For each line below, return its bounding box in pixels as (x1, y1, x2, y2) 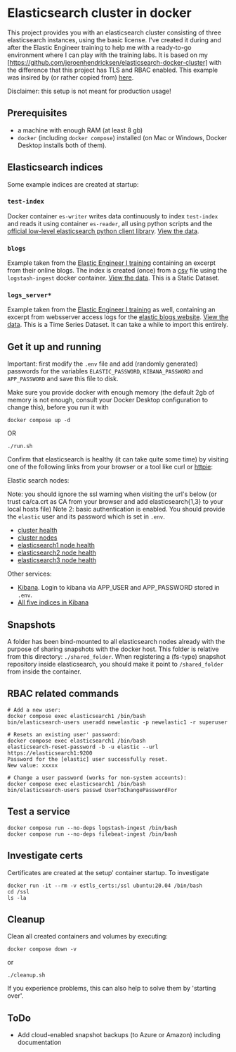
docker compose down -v (7, 946, 77, 953)
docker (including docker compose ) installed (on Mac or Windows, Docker (17, 133, 228, 142)
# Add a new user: (7, 706, 61, 713)
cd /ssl (7, 888, 30, 896)
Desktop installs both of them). (17, 141, 107, 149)
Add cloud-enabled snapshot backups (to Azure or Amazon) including (17, 1031, 221, 1039)
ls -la (7, 894, 27, 901)
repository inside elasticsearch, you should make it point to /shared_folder (7, 660, 223, 669)
